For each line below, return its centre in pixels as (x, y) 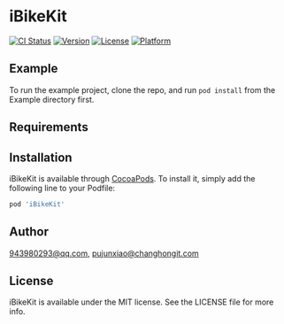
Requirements (49, 127)
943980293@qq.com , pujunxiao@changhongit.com (104, 253)
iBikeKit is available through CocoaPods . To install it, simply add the (132, 178)
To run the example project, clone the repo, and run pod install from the (142, 89)
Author (29, 232)
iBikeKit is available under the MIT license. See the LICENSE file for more (142, 302)
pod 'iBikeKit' (37, 204)
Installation (41, 157)
